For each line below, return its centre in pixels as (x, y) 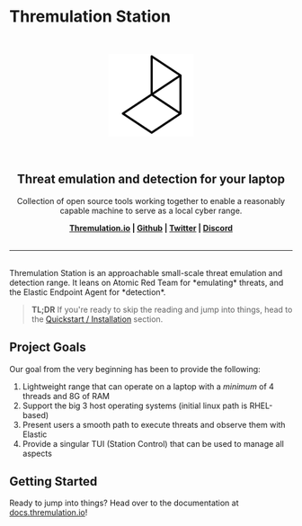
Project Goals (48, 348)
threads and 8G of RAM (66, 396)
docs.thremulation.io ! (49, 513)
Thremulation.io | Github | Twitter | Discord (151, 227)
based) (36, 415)
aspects (37, 453)
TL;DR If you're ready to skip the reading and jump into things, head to (162, 309)
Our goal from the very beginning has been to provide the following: (135, 369)
